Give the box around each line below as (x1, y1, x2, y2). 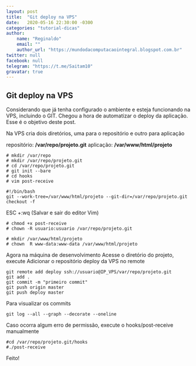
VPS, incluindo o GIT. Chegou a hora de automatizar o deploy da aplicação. (6, 112, 188, 119)
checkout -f (6, 199, 35, 205)
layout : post (6, 8, 38, 15)
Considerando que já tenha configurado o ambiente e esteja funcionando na (6, 106, 191, 113)
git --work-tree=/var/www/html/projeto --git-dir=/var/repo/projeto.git (6, 194, 188, 200)
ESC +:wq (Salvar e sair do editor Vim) (6, 209, 99, 216)
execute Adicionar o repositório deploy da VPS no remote (6, 258, 145, 265)
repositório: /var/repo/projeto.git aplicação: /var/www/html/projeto (6, 142, 173, 149)
